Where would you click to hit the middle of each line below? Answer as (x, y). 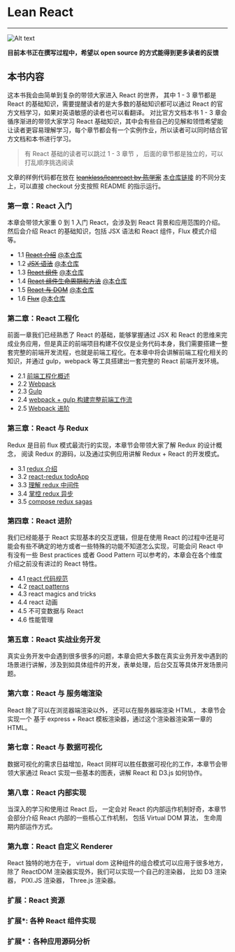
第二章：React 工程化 (43, 318)
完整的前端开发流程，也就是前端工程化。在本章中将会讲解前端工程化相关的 (120, 352)
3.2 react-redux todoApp (53, 476)
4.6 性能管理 (35, 619)
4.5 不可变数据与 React (50, 610)
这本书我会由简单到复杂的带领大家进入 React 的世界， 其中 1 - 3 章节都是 (112, 94)
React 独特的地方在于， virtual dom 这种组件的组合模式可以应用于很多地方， (117, 863)
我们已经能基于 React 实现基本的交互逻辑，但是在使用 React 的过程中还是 (113, 537)
